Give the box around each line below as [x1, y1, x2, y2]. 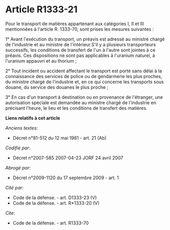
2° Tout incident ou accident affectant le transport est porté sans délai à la [5, 68, 162, 74]
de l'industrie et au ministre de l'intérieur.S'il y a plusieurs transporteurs [5, 41, 156, 47]
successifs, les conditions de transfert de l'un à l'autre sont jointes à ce [5, 47, 156, 53]
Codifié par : [5, 145, 31, 151]
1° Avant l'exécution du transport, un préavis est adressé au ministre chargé [5, 36, 165, 42]
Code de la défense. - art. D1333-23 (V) [12, 194, 97, 201]
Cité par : [5, 184, 24, 190]
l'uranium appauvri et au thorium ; [5, 57, 77, 64]
